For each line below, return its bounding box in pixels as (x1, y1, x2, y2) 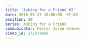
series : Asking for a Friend (5, 21, 67, 27)
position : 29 (5, 17, 33, 22)
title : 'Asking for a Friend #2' (5, 7, 76, 13)
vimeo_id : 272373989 (5, 31, 49, 36)
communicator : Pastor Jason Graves (5, 26, 80, 31)
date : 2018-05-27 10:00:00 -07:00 (5, 12, 78, 17)
